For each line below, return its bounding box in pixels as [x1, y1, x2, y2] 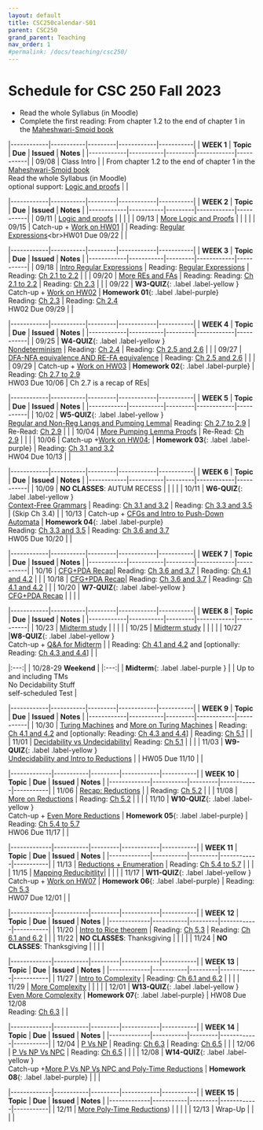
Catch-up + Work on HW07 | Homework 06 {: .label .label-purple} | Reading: [8, 876, 255, 885]
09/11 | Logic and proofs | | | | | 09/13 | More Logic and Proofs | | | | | [35, 213, 256, 223]
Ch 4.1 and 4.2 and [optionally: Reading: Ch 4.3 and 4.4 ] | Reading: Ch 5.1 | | [8, 729, 253, 738]
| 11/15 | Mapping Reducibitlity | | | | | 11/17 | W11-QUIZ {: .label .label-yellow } [8, 867, 251, 877]
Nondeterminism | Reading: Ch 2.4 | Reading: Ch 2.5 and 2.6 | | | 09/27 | [8, 344, 242, 354]
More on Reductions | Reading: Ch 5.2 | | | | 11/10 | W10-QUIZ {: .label [8, 794, 230, 803]
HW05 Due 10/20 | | [8, 534, 72, 543]
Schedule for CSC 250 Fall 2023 [8, 82, 221, 100]
